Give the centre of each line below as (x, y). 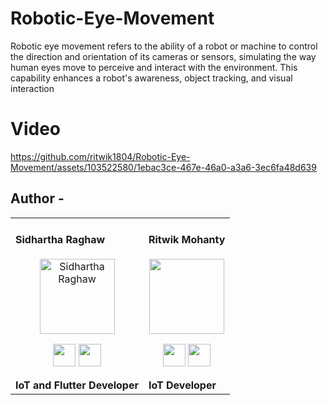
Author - (37, 198)
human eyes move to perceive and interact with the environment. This (154, 67)
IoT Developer (182, 385)
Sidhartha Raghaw (60, 240)
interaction (32, 88)
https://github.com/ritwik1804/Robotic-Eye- (100, 156)
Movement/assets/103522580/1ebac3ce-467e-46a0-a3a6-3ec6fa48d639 (163, 167)
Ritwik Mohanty (187, 240)
